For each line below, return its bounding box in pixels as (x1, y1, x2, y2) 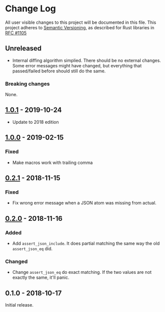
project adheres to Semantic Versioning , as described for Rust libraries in (5, 24, 155, 30)
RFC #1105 (5, 30, 27, 36)
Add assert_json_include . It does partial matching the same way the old (12, 240, 160, 246)
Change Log (5, 3, 56, 14)
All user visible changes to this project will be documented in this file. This (5, 19, 157, 25)
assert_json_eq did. (12, 246, 53, 252)
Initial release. (5, 302, 34, 308)
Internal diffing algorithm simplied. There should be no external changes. (12, 57, 161, 63)
